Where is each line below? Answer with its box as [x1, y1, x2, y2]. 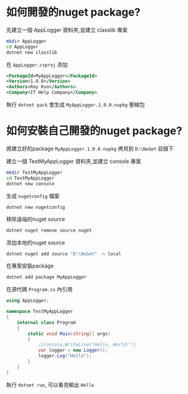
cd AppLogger [6, 44, 39, 50]
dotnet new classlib [6, 49, 58, 56]
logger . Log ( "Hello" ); [38, 353, 93, 359]
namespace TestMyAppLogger [6, 309, 73, 315]
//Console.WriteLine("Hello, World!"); [38, 341, 137, 348]
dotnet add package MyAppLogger [6, 274, 87, 281]
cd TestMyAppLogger [6, 175, 55, 181]
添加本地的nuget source [6, 239, 66, 246]
